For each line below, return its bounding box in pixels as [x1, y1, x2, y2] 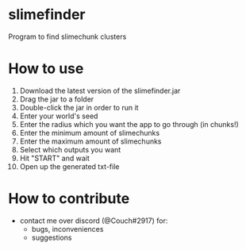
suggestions [31, 233, 73, 242]
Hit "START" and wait [19, 153, 90, 163]
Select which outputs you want [19, 144, 121, 154]
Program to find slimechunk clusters [8, 32, 127, 41]
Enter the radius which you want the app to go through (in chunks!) [19, 119, 240, 129]
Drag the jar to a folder [19, 94, 94, 104]
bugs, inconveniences [31, 224, 104, 233]
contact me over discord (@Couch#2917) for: [19, 216, 168, 225]
